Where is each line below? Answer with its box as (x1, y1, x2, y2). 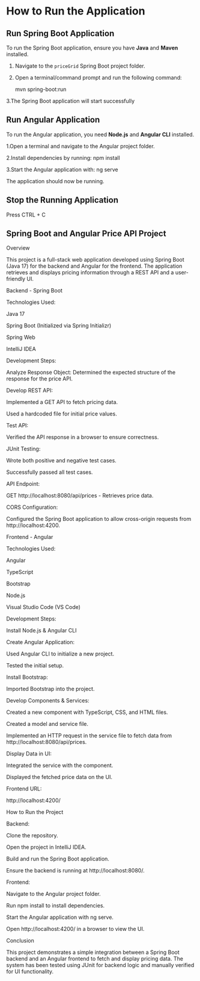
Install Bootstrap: (6, 673, 48, 681)
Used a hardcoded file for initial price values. (6, 410, 117, 417)
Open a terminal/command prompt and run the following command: (14, 74, 182, 81)
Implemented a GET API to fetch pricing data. (6, 399, 118, 406)
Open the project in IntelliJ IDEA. (6, 844, 86, 851)
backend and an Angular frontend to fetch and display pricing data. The (6, 955, 183, 962)
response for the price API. (6, 375, 73, 382)
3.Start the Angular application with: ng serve (6, 166, 118, 173)
